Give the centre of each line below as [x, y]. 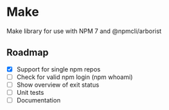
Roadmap [28, 53]
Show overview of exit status [58, 85]
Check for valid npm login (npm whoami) [74, 77]
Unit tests [30, 92]
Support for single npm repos [59, 69]
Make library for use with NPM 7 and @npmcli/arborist [84, 31]
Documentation [38, 100]
